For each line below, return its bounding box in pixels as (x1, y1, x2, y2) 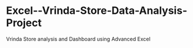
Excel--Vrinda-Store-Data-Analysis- (6, 4, 188, 17)
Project (6, 16, 42, 29)
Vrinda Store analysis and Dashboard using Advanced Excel (6, 35, 151, 42)
